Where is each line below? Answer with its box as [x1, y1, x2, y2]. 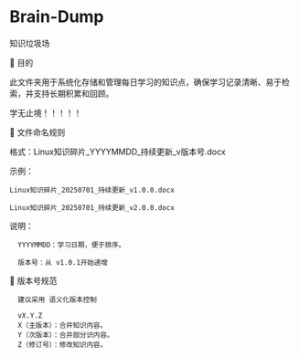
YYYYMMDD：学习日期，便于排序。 [17, 240, 126, 249]
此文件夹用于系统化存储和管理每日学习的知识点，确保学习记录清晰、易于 [9, 76, 282, 88]
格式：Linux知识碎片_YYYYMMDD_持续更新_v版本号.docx [9, 146, 226, 157]
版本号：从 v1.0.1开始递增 [17, 257, 108, 267]
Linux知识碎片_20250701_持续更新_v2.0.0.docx [9, 203, 176, 212]
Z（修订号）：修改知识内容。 [17, 340, 108, 349]
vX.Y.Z [17, 310, 43, 320]
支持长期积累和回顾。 [33, 88, 114, 99]
